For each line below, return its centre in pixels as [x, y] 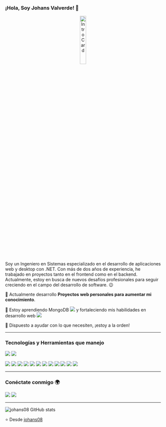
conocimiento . [20, 300]
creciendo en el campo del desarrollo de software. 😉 [59, 285]
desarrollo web [20, 316]
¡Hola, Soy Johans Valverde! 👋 [42, 8]
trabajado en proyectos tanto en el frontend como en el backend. [71, 274]
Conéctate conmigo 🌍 [33, 382]
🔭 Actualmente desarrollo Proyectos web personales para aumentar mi [78, 295]
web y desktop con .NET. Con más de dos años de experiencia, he [73, 269]
